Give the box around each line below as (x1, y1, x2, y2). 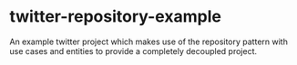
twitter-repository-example (9, 6, 221, 27)
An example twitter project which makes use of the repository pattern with (9, 36, 289, 47)
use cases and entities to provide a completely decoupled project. (9, 45, 258, 56)
